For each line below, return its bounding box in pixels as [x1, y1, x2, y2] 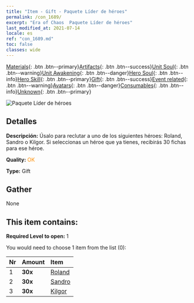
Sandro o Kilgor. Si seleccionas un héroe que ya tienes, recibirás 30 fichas [6, 138, 186, 145]
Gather [6, 184, 32, 194]
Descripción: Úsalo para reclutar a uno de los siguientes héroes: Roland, [6, 132, 183, 139]
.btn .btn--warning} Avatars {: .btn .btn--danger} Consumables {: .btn [6, 82, 169, 89]
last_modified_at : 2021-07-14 [6, 25, 81, 31]
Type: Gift [6, 167, 31, 174]
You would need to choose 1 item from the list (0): [6, 244, 126, 251]
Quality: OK [6, 156, 35, 163]
